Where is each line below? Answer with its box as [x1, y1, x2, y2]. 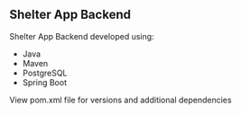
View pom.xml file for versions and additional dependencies [9, 94, 232, 105]
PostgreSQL [22, 67, 68, 78]
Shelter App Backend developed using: [9, 31, 155, 41]
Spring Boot [22, 76, 68, 88]
